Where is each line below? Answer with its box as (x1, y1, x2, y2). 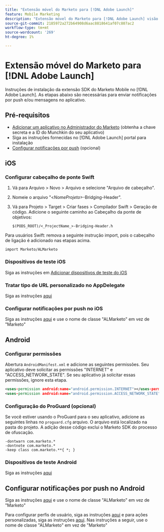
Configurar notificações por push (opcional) (12, 145, 101, 151)
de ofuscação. (5, 429, 34, 435)
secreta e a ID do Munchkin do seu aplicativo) (12, 129, 105, 135)
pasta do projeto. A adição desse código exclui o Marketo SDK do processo (5, 424, 157, 430)
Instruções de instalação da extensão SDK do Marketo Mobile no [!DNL (5, 86, 148, 92)
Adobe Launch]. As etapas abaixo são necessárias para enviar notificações (5, 92, 157, 97)
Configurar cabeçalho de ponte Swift (5, 173, 95, 180)
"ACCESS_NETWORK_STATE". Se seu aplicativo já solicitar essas (5, 372, 136, 378)
